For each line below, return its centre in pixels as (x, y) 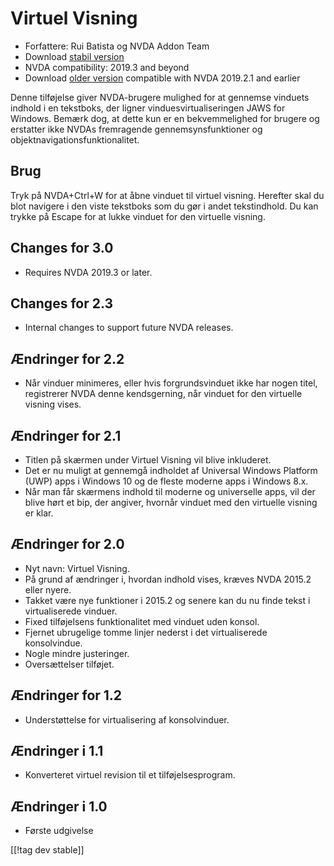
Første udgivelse (59, 831)
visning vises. (53, 404)
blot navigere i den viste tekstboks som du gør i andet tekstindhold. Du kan (164, 206)
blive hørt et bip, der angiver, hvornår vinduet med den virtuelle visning (171, 502)
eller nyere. (48, 589)
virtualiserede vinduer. (71, 611)
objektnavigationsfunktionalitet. (75, 139)
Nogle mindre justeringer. (77, 653)
